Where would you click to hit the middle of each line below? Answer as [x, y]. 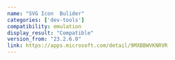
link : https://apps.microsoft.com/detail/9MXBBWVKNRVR [87, 46]
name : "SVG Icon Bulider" [46, 13]
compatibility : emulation [44, 26]
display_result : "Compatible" [51, 33]
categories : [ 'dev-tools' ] [46, 20]
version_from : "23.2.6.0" [44, 39]
